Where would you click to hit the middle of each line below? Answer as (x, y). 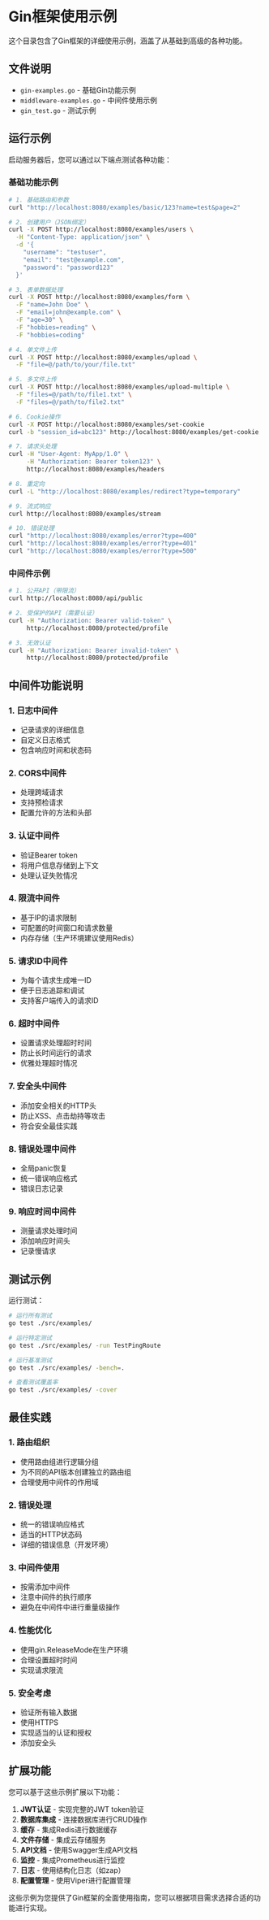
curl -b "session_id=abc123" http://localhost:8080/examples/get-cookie (134, 432)
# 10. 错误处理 (32, 528)
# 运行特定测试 (30, 1338)
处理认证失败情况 (49, 875)
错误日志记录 (41, 1188)
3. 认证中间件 (34, 836)
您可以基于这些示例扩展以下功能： (65, 1792)
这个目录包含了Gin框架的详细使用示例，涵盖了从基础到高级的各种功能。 (128, 41)
